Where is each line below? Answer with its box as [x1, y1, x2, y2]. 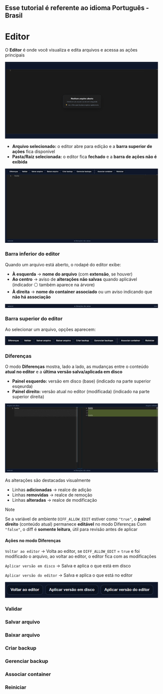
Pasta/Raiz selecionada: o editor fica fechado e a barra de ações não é [12, 154, 157, 160]
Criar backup [5, 645, 36, 652]
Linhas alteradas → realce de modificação [12, 497, 97, 503]
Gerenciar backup [5, 658, 49, 665]
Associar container [5, 671, 51, 678]
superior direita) [12, 394, 45, 400]
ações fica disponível [12, 148, 55, 155]
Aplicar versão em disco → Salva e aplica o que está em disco [5, 563, 131, 569]
